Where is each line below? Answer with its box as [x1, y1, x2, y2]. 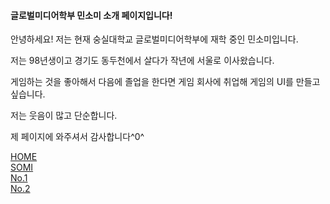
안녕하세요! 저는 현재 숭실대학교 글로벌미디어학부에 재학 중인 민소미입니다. [10, 33, 299, 45]
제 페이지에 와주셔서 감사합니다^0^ [10, 131, 145, 143]
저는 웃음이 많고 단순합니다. [10, 110, 118, 122]
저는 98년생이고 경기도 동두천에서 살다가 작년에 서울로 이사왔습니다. [10, 55, 275, 67]
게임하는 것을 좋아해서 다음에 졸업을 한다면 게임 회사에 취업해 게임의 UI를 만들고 [10, 76, 321, 88]
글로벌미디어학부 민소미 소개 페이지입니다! [10, 9, 173, 21]
